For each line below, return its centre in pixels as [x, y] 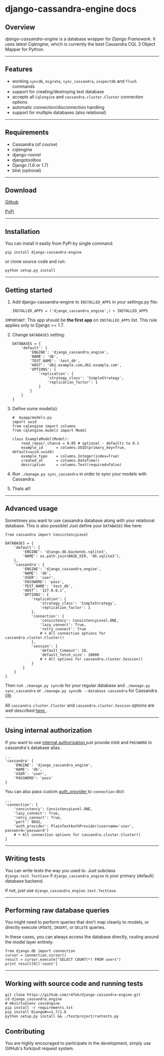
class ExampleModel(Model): [41, 439]
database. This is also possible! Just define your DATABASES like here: [74, 525]
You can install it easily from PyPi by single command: [59, 243]
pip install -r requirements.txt [39, 1008]
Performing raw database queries [57, 910]
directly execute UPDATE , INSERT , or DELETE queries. [55, 927]
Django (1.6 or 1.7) [30, 165]
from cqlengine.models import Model [49, 431]
